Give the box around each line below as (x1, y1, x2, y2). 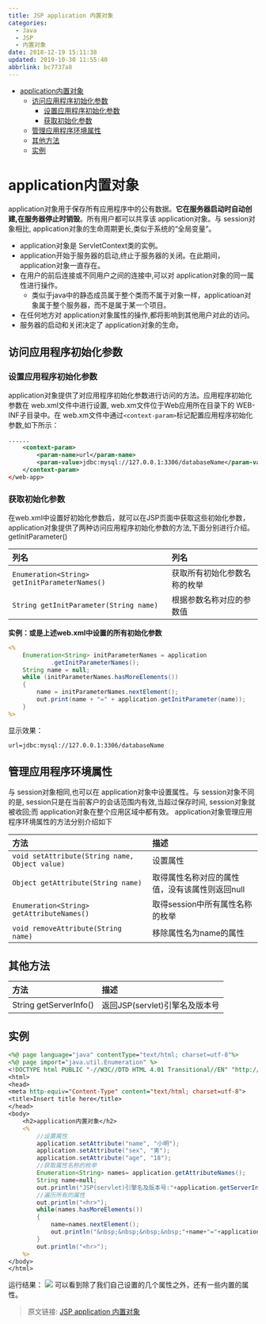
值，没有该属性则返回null (152, 884, 245, 895)
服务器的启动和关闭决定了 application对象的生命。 (19, 320, 184, 329)
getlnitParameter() (8, 532, 68, 541)
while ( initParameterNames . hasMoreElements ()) (22, 674, 179, 681)
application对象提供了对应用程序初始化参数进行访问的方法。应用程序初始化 (8, 390, 253, 401)
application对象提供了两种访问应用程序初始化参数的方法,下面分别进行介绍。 (8, 523, 255, 532)
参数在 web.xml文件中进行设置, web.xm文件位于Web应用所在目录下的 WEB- (8, 401, 256, 410)
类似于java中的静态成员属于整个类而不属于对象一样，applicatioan (31, 290, 245, 300)
